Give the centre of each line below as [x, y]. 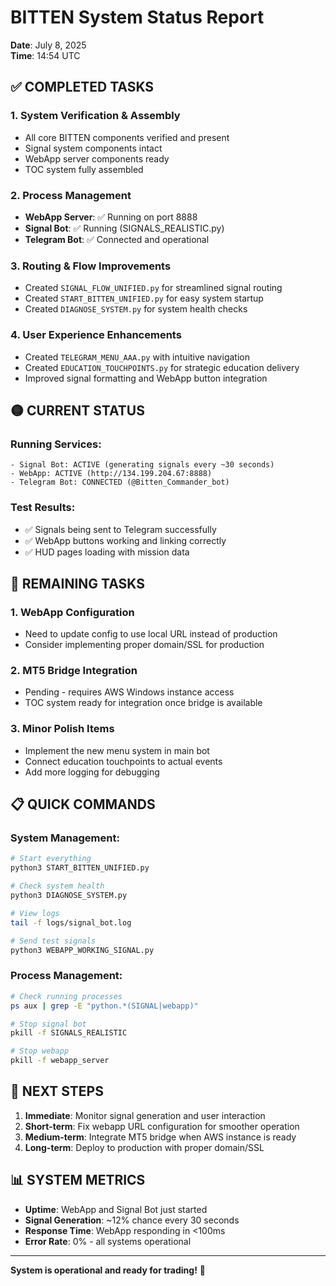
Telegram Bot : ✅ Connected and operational [117, 239]
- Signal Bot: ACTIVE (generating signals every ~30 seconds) [142, 465]
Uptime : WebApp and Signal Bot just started [116, 1209]
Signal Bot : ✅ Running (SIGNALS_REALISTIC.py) [124, 228]
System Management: [65, 838]
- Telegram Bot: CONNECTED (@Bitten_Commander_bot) [120, 482]
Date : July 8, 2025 [48, 45]
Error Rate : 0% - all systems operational [108, 1241]
